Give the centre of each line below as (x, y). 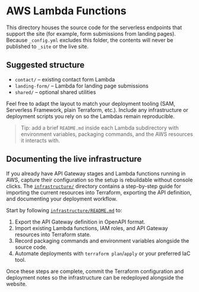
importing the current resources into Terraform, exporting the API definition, (99, 192)
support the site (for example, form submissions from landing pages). (91, 33)
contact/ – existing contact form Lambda (65, 79)
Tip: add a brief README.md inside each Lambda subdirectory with (100, 128)
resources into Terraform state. (53, 234)
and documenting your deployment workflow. (62, 199)
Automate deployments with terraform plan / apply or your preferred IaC (102, 253)
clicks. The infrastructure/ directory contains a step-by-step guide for (94, 186)
